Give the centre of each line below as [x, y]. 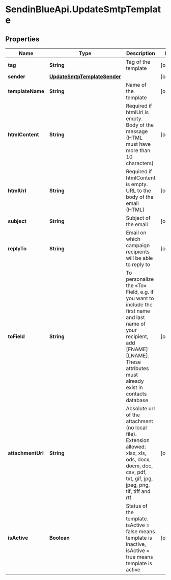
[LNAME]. [138, 355]
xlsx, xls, [136, 453]
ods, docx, [138, 459]
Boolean [59, 538]
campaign [138, 245]
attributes [137, 368]
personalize [140, 279]
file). [131, 434]
